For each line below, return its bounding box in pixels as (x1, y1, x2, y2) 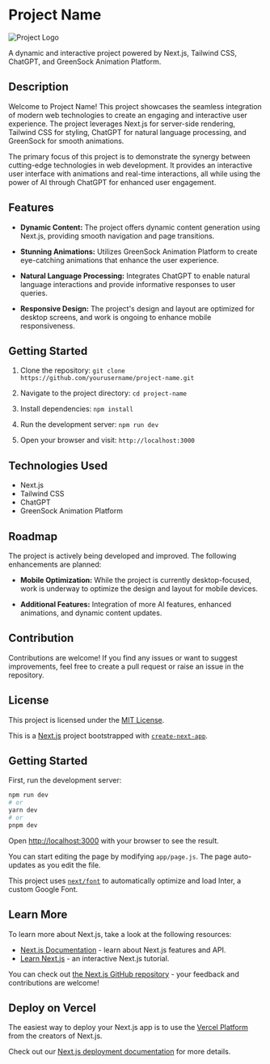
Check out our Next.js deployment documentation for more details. (8, 1047, 231, 1057)
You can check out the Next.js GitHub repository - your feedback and (8, 969, 240, 979)
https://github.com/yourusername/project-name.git (19, 374, 195, 382)
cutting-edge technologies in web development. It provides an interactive (8, 160, 253, 170)
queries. (19, 288, 49, 298)
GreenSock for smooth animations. (8, 136, 124, 146)
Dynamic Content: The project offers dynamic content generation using (19, 222, 260, 232)
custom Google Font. (8, 884, 78, 894)
